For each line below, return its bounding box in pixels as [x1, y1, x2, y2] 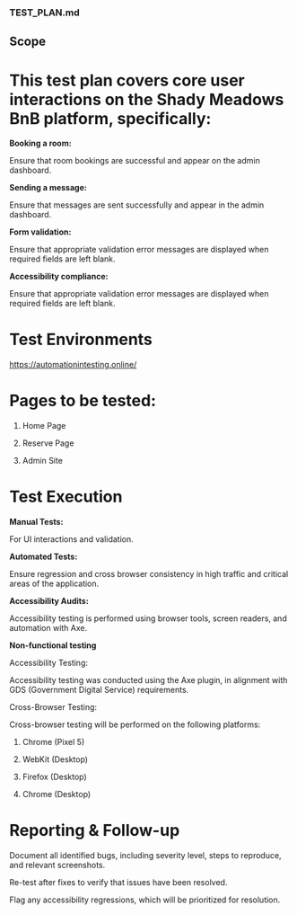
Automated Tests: [9, 551, 78, 563]
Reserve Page [22, 438, 74, 448]
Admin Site [22, 456, 63, 466]
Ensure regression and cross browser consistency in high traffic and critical [9, 569, 289, 580]
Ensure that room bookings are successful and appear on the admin [9, 155, 260, 166]
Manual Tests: [9, 517, 64, 528]
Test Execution [9, 487, 123, 507]
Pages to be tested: [9, 391, 157, 411]
